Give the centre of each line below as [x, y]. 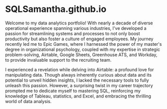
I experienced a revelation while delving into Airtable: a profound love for [80, 69]
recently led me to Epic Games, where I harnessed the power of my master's [83, 44]
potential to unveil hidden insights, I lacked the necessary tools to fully [77, 80]
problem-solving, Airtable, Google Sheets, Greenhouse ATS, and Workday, [81, 54]
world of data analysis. [28, 101]
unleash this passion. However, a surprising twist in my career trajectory [79, 85]
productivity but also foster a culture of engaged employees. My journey [79, 39]
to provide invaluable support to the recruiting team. [58, 60]
